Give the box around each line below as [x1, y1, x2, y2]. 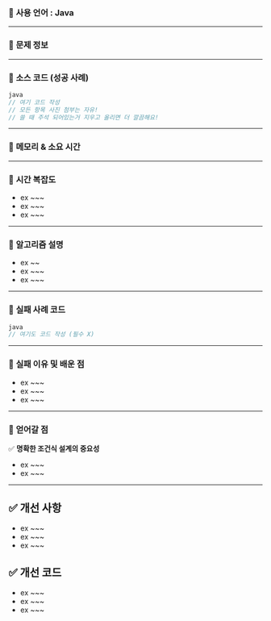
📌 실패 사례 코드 [8, 304, 66, 315]
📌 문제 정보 [8, 40, 48, 51]
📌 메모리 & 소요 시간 [8, 141, 81, 152]
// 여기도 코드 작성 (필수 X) [8, 331, 95, 339]
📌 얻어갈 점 [8, 423, 48, 435]
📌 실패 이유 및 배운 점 [8, 359, 85, 370]
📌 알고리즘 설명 [8, 239, 64, 250]
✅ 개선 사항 [8, 502, 62, 515]
